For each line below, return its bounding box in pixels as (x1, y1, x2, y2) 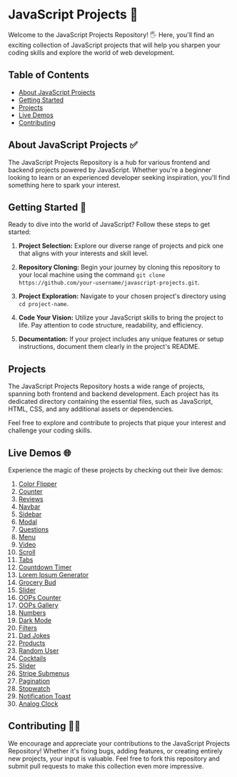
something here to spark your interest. (8, 181, 121, 189)
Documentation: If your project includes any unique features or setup (18, 335, 224, 343)
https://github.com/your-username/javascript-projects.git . (18, 278, 200, 287)
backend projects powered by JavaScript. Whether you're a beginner (8, 166, 211, 174)
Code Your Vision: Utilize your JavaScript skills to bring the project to (18, 313, 223, 322)
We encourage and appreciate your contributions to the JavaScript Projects (8, 738, 231, 748)
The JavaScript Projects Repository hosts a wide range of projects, (8, 382, 206, 391)
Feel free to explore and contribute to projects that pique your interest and (8, 419, 226, 427)
